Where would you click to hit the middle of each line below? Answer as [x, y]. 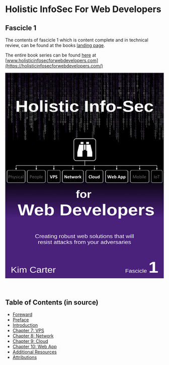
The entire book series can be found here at [51, 55]
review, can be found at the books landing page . [55, 45]
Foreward [22, 315]
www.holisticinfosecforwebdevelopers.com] [53, 60]
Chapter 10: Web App [34, 347]
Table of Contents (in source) [52, 302]
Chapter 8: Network [33, 336]
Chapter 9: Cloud [30, 341]
